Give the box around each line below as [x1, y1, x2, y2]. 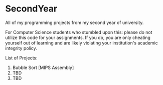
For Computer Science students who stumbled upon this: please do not [5, 29, 152, 35]
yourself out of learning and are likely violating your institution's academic [5, 39, 158, 45]
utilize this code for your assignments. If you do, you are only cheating [5, 34, 150, 40]
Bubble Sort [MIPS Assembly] [12, 64, 74, 70]
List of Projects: [5, 54, 38, 60]
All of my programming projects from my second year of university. [5, 19, 144, 25]
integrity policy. [5, 45, 38, 51]
